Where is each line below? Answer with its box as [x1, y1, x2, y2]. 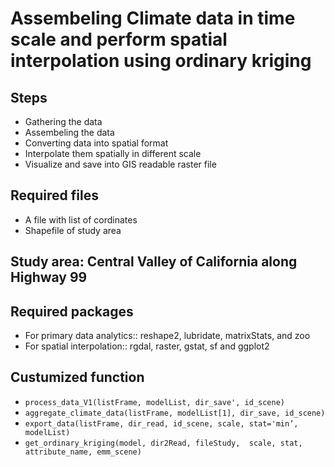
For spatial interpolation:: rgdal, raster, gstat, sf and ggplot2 [24, 340, 270, 352]
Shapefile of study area [24, 224, 122, 236]
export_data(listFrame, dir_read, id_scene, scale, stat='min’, [24, 418, 299, 429]
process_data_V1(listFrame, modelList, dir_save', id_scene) [24, 397, 286, 407]
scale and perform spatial [10, 28, 228, 51]
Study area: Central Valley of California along [10, 253, 298, 271]
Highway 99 [10, 269, 88, 286]
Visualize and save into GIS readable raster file [24, 158, 217, 170]
